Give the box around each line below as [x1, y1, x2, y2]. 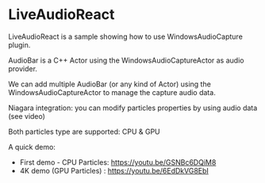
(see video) [8, 111, 46, 120]
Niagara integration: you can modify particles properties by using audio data [8, 103, 258, 112]
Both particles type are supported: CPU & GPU [8, 127, 160, 136]
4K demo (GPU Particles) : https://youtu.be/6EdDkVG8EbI [19, 166, 209, 175]
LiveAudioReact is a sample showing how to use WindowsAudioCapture [8, 32, 244, 41]
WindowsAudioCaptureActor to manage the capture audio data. [8, 87, 216, 97]
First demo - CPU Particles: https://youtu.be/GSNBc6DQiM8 [19, 157, 217, 167]
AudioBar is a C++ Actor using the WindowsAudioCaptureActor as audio [8, 55, 244, 65]
